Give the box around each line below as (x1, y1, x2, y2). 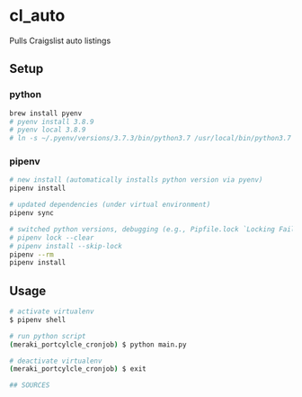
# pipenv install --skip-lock (9, 241, 123, 250)
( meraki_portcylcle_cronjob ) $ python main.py (9, 339, 187, 349)
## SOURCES (9, 381, 50, 390)
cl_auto (9, 5, 66, 26)
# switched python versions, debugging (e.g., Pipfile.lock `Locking (9, 224, 276, 234)
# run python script (9, 331, 87, 340)
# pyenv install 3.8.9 (9, 117, 94, 126)
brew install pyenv (9, 109, 83, 118)
